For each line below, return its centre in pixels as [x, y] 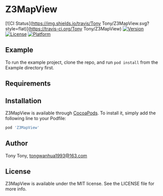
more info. [16, 189]
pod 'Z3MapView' [22, 128]
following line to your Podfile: [36, 118]
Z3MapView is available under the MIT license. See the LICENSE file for [80, 184]
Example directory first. [30, 67]
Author [17, 144]
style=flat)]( [18, 28]
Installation [23, 101]
